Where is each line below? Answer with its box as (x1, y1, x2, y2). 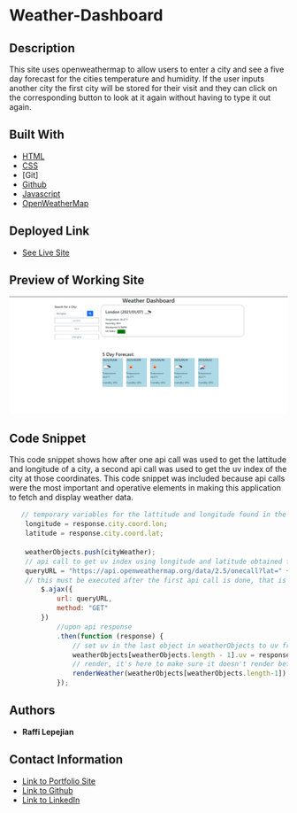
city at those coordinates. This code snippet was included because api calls (9, 473, 286, 484)
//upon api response (56, 622, 133, 631)
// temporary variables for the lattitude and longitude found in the (20, 510, 287, 519)
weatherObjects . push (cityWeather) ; (25, 547, 156, 556)
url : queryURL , (56, 594, 113, 603)
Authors (9, 703, 56, 718)
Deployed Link (9, 223, 90, 239)
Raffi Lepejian (21, 726, 74, 737)
